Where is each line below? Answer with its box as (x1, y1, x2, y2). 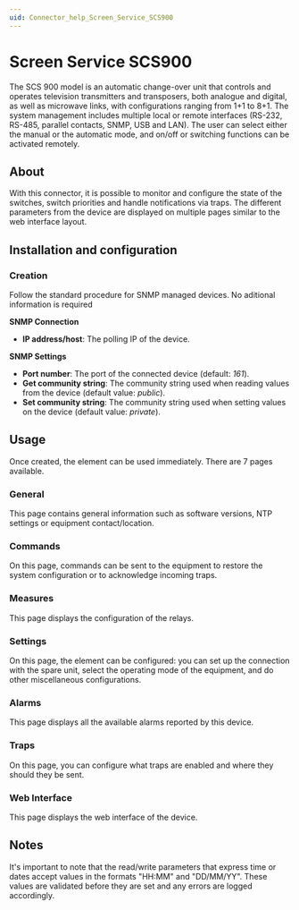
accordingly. (9, 889, 55, 900)
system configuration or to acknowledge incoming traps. (9, 570, 218, 581)
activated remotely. (9, 138, 80, 149)
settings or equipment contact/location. (9, 518, 154, 529)
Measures (9, 592, 54, 605)
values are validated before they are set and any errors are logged (9, 880, 253, 891)
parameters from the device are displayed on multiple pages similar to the (9, 207, 281, 217)
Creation (9, 269, 48, 282)
